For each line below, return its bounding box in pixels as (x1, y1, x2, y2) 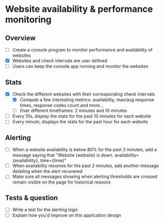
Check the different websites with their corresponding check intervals (12, 91, 155, 97)
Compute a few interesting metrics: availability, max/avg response (19, 97, 155, 103)
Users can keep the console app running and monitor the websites (12, 63, 149, 69)
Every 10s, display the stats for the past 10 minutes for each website (12, 113, 152, 119)
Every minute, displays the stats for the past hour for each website (12, 119, 148, 125)
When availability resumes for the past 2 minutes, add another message (12, 163, 160, 169)
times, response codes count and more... (19, 103, 104, 109)
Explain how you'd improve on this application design (12, 212, 121, 219)
